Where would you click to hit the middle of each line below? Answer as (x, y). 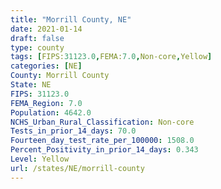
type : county (37, 47)
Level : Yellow (40, 159)
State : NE (31, 85)
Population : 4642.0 (51, 112)
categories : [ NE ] (46, 66)
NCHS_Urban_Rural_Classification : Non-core (102, 122)
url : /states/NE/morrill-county (77, 168)
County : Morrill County (60, 76)
